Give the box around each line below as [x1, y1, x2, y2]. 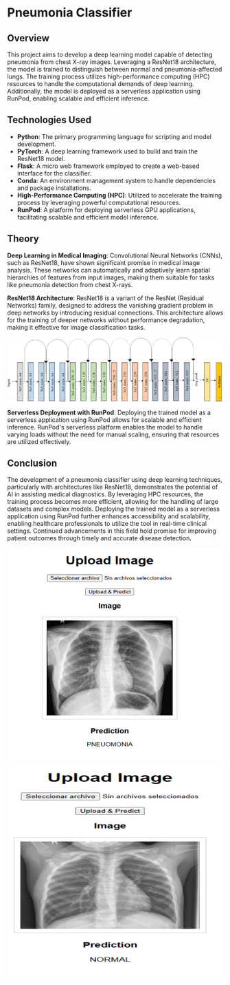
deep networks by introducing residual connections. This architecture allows [7, 308, 224, 317]
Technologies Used [7, 114, 91, 126]
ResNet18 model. [16, 154, 65, 162]
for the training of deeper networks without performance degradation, [7, 315, 205, 324]
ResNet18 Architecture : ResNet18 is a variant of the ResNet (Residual [7, 294, 205, 302]
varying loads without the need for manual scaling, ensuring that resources [7, 430, 220, 438]
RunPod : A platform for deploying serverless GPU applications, [16, 205, 196, 214]
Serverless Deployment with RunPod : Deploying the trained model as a [7, 408, 211, 416]
